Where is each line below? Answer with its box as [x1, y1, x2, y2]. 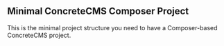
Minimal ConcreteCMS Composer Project [7, 5, 189, 17]
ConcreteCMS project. [7, 31, 71, 39]
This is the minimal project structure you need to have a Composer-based [7, 23, 218, 32]
